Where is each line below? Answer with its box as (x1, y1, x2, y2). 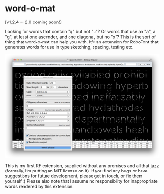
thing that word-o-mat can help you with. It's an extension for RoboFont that (5, 39, 159, 44)
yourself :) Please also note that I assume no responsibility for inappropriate (5, 178, 158, 184)
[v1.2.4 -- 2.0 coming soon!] (5, 19, 62, 25)
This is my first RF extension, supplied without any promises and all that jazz (5, 162, 159, 169)
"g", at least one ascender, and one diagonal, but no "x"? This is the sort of (5, 34, 156, 40)
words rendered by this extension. (5, 183, 74, 189)
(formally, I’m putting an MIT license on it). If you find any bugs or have (5, 168, 148, 173)
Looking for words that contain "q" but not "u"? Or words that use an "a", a (5, 28, 156, 34)
